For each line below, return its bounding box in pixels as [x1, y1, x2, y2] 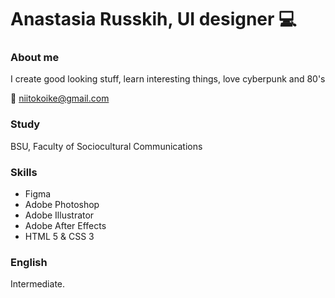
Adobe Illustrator [24, 209, 95, 221]
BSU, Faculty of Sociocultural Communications [10, 140, 203, 152]
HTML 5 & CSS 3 [24, 231, 95, 243]
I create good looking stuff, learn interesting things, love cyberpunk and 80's [10, 73, 326, 85]
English [10, 256, 48, 269]
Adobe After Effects [24, 220, 107, 232]
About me [10, 51, 60, 65]
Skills [10, 165, 38, 179]
